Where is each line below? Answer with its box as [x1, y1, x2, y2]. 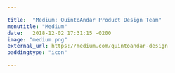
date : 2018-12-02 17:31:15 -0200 [7, 29, 112, 36]
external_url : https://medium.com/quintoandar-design [7, 43, 169, 50]
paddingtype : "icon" [7, 49, 68, 56]
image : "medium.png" [7, 36, 68, 43]
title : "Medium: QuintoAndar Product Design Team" [7, 16, 162, 23]
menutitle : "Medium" [7, 22, 68, 30]
